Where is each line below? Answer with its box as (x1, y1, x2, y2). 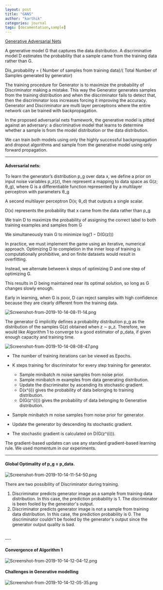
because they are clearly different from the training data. (5, 300, 118, 306)
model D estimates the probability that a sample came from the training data (5, 53, 157, 59)
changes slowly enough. (5, 285, 54, 291)
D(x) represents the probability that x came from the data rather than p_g (5, 208, 151, 214)
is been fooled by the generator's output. (12, 501, 94, 507)
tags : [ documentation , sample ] (5, 25, 66, 30)
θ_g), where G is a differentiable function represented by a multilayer (5, 184, 142, 189)
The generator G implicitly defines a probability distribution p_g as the (5, 319, 145, 325)
